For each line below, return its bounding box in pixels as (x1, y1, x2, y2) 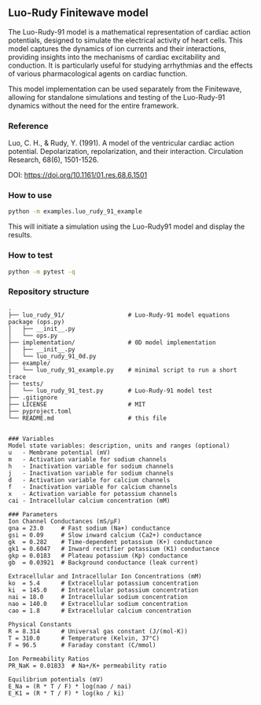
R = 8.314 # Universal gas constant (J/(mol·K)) (8, 627, 189, 635)
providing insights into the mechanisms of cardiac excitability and (8, 52, 220, 61)
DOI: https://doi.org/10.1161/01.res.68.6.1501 (8, 171, 148, 180)
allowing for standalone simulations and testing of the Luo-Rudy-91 (8, 92, 226, 101)
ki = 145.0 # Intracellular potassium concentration (8, 586, 199, 594)
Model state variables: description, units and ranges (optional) (8, 442, 230, 450)
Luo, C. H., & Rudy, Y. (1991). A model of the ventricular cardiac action (8, 138, 234, 148)
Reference (8, 120, 49, 131)
